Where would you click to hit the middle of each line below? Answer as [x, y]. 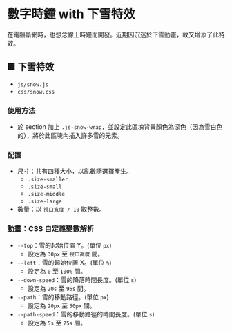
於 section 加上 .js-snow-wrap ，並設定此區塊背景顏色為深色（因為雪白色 [120, 127]
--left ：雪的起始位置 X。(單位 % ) [64, 262]
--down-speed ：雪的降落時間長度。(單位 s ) [77, 279]
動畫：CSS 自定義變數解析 [51, 229]
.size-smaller [48, 180]
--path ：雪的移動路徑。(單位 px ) [63, 296]
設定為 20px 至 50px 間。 [61, 305]
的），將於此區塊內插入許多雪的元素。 [70, 136]
